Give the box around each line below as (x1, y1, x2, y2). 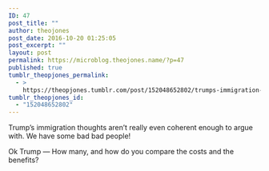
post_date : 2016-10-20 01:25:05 (8, 34, 116, 42)
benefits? (8, 155, 39, 165)
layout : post (8, 49, 52, 57)
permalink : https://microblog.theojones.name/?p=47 (8, 57, 184, 65)
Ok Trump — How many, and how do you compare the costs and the (8, 147, 235, 157)
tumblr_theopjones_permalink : (8, 71, 110, 79)
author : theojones (8, 26, 70, 34)
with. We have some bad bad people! (8, 131, 131, 141)
